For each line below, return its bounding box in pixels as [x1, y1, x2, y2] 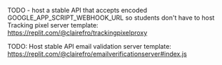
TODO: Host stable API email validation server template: [7, 42, 171, 50]
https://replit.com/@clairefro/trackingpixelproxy [7, 28, 148, 37]
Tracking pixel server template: [7, 21, 99, 29]
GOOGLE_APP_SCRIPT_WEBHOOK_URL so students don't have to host [7, 13, 215, 22]
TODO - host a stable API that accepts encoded [7, 6, 148, 14]
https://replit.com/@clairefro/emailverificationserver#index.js [7, 49, 187, 58]
